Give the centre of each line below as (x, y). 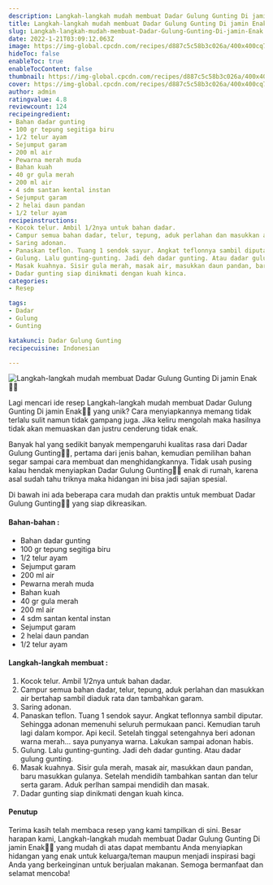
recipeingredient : (39, 115)
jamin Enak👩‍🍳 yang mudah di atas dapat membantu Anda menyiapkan (126, 847)
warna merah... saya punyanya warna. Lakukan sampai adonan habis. (136, 741)
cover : (19, 84)
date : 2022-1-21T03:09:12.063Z (61, 39)
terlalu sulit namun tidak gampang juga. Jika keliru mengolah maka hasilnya (135, 420)
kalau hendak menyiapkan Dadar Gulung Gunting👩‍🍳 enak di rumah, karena (133, 471)
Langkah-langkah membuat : (58, 663)
